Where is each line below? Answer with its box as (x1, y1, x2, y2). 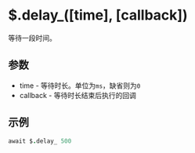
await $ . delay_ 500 (8, 137, 72, 145)
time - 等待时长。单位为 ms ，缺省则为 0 (19, 81, 141, 90)
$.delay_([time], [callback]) (8, 6, 188, 24)
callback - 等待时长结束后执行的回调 (19, 90, 137, 100)
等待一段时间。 (8, 33, 56, 42)
